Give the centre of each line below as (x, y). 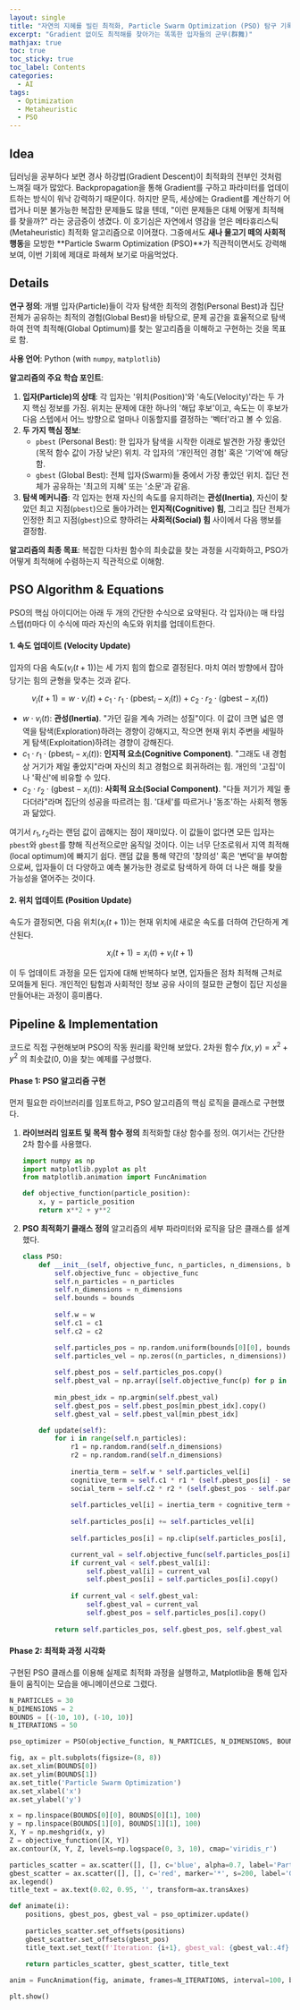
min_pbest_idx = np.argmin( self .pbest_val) (137, 1397)
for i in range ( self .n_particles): (121, 1439)
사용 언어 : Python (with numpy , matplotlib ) (85, 358)
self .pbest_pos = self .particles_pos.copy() (139, 1373)
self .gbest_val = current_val (142, 1605)
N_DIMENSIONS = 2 (42, 1709)
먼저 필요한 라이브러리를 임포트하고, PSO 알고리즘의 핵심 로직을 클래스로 (135, 1103)
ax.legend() (31, 1882)
